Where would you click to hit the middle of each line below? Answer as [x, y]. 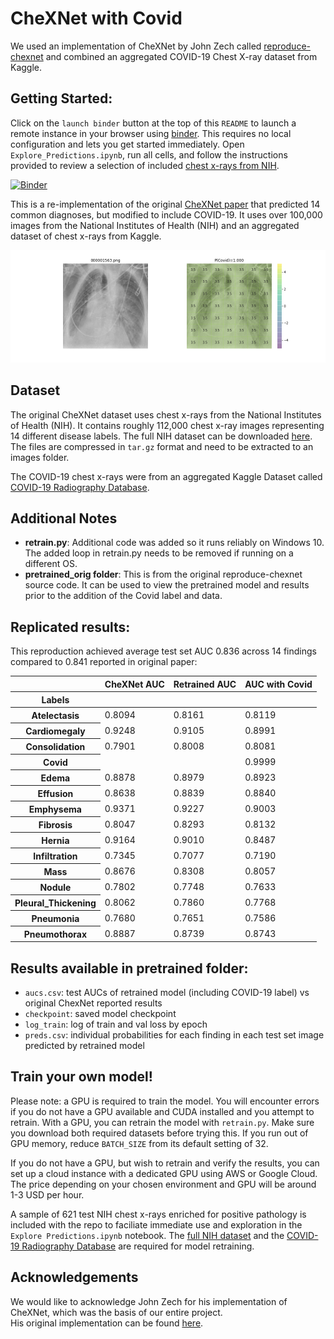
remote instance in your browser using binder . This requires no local [151, 133]
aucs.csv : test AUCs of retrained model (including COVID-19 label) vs [167, 992]
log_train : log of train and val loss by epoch [116, 1024]
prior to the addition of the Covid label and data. [123, 596]
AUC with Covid [278, 684]
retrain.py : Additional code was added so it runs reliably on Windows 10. [174, 543]
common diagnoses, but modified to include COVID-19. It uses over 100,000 [166, 214]
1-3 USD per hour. [47, 1194]
